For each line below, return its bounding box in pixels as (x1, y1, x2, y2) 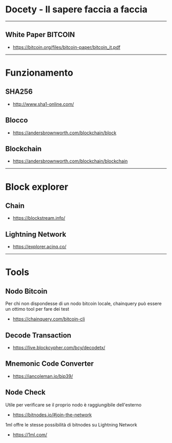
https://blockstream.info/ (12, 215, 66, 221)
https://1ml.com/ (12, 431, 48, 438)
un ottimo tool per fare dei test (5, 306, 70, 312)
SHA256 (5, 87, 33, 96)
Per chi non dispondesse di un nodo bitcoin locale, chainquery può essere (5, 300, 162, 307)
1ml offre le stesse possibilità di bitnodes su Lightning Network (5, 421, 137, 428)
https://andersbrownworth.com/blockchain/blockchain (12, 158, 128, 164)
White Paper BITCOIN (5, 30, 75, 39)
